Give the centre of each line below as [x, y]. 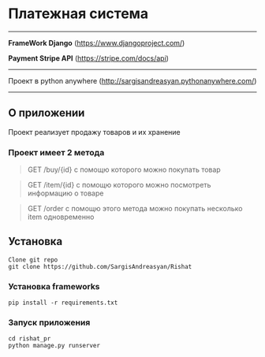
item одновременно [61, 217]
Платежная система [78, 14]
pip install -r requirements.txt [63, 303]
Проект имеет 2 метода [56, 152]
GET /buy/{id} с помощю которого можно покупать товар [124, 169]
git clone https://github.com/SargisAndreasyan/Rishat [100, 266]
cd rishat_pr [30, 339]
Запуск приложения [49, 322]
